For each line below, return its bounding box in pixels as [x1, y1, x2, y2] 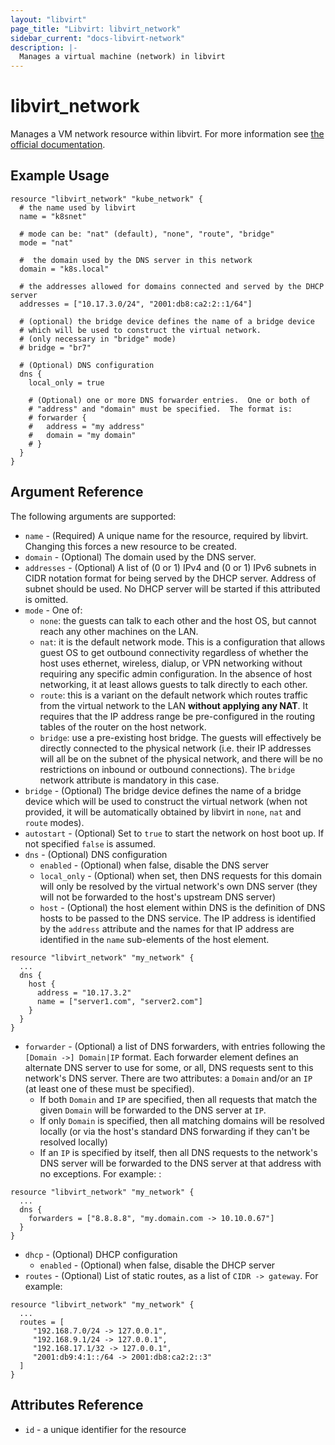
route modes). [24, 816, 85, 828]
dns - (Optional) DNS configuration [24, 848, 168, 860]
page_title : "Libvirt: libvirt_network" [10, 24, 182, 34]
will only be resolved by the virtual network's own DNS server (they [39, 880, 318, 892]
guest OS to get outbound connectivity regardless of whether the [39, 646, 309, 658]
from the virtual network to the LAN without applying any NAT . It [39, 699, 309, 711]
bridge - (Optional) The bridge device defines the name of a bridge [24, 784, 302, 796]
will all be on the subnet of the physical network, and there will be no [39, 752, 323, 765]
